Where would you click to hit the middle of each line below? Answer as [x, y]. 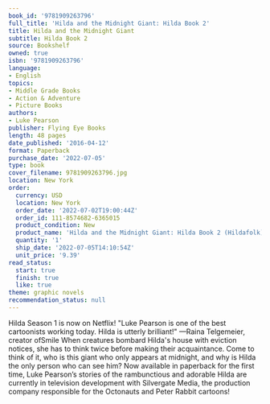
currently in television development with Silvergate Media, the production [129, 382]
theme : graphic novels [46, 293]
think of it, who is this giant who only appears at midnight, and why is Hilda [132, 357]
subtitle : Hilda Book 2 [48, 38]
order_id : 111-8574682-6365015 [68, 218]
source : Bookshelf [39, 46]
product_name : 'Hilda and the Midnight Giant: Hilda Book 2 [118, 233]
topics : [21, 83]
